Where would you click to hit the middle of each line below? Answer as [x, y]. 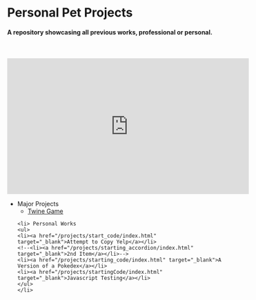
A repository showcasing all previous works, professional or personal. [110, 32]
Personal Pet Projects [70, 13]
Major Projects [38, 204]
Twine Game [45, 211]
